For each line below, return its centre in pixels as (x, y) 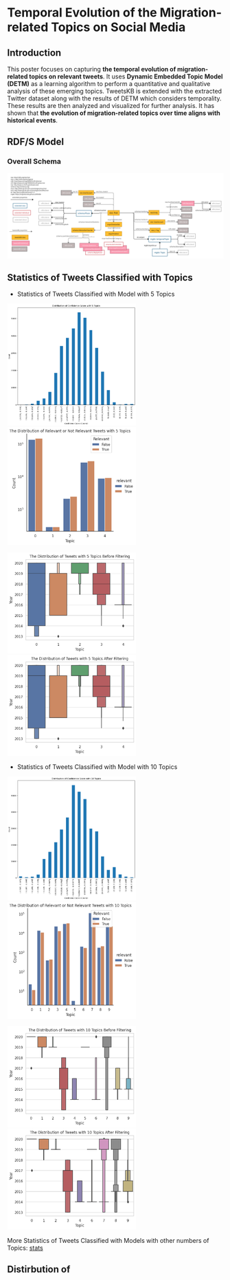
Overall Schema (34, 162)
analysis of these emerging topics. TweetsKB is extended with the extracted (114, 91)
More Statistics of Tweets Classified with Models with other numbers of (108, 1240)
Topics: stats (25, 1248)
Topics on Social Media (118, 27)
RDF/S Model (36, 142)
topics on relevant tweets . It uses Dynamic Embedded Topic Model (126, 76)
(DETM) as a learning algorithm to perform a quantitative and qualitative (109, 84)
